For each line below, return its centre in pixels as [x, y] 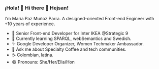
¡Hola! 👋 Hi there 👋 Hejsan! [37, 8]
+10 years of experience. [30, 24]
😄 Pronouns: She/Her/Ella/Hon [43, 62]
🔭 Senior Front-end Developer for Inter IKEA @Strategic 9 [70, 34]
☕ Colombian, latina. [32, 55]
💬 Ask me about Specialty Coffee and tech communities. [69, 49]
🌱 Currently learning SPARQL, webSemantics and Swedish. [71, 38]
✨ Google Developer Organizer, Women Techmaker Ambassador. [78, 44]
